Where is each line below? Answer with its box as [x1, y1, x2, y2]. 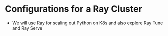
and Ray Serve [12, 25, 43, 31]
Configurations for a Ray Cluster [5, 3, 143, 15]
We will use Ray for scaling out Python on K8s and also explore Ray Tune [12, 20, 163, 26]
